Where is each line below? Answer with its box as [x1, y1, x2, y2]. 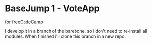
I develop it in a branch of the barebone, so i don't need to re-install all [5, 28, 147, 34]
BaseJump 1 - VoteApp [5, 3, 100, 14]
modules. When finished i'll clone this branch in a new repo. [5, 33, 126, 39]
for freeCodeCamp [5, 19, 43, 25]
